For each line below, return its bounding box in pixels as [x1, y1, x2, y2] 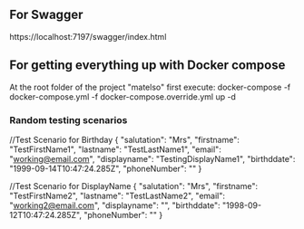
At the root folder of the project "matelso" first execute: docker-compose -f [9, 81, 291, 92]
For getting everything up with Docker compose [9, 58, 286, 73]
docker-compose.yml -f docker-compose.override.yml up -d [9, 91, 236, 102]
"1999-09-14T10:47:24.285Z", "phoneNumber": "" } [9, 163, 202, 174]
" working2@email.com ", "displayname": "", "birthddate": [9, 199, 221, 211]
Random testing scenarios [9, 113, 128, 126]
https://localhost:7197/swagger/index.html [9, 31, 167, 42]
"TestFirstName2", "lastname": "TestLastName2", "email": [9, 190, 225, 201]
